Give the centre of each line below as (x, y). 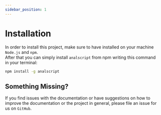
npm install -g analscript (32, 71)
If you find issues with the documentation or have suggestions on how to (78, 98)
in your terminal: (21, 62)
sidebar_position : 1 (26, 9)
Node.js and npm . (22, 52)
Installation (28, 33)
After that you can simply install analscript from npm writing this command (80, 57)
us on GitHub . (18, 108)
